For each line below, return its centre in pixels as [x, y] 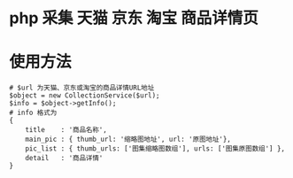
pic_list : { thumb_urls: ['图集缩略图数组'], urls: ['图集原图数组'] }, [155, 149]
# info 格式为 [33, 113]
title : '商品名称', [66, 130]
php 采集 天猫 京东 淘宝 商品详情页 [134, 18]
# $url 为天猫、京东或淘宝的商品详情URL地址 [82, 88]
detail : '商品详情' [64, 159]
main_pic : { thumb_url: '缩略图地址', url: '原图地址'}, [128, 139]
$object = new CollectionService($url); [85, 96]
